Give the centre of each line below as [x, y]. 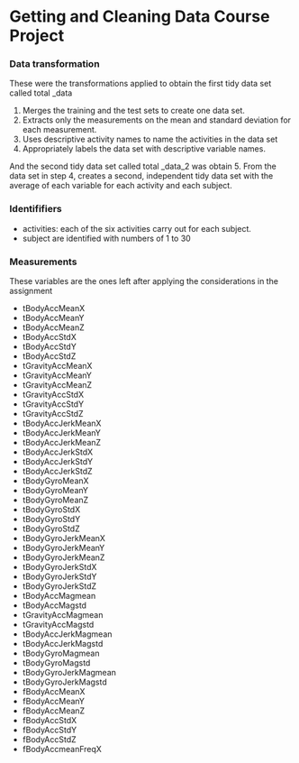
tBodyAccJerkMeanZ [62, 443]
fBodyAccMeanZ [54, 711]
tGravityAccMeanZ [57, 385]
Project [37, 36]
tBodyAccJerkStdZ [57, 472]
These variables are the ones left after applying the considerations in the [144, 281]
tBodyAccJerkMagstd [63, 644]
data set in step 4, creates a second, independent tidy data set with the [141, 176]
